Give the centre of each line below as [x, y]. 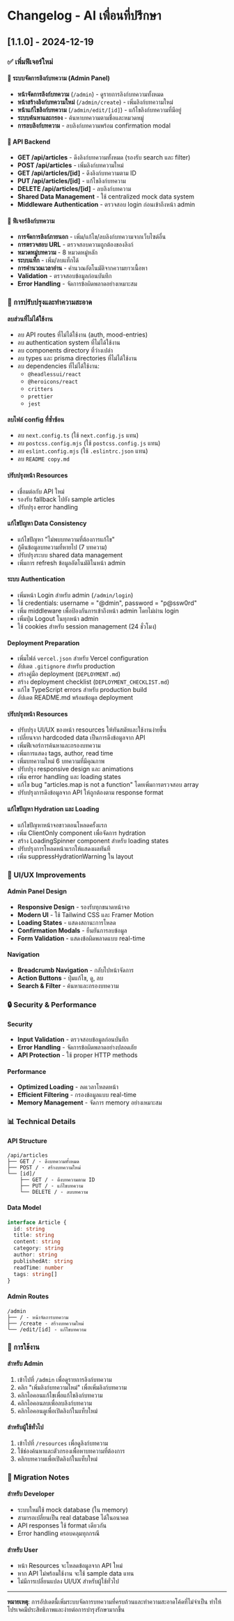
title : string [34, 1235]
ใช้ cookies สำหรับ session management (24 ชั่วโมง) [87, 627]
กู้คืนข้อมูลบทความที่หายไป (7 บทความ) [62, 547]
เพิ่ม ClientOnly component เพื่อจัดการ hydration [81, 833]
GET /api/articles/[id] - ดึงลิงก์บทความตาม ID [77, 173]
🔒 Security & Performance [52, 1004]
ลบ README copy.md [43, 459]
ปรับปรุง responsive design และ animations [75, 769]
